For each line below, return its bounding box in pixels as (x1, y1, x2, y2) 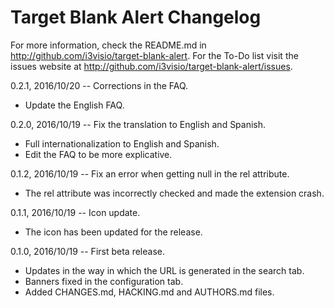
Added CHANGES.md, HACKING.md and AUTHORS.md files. (24, 286, 275, 298)
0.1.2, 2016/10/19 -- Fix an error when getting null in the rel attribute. (10, 167, 290, 180)
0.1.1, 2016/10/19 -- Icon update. (10, 206, 141, 218)
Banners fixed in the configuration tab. (24, 275, 184, 287)
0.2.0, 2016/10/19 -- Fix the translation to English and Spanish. (10, 118, 267, 130)
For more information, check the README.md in (10, 39, 207, 51)
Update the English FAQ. (24, 99, 125, 111)
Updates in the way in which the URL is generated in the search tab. (24, 264, 305, 276)
